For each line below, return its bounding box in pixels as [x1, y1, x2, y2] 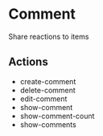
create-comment [19, 76, 76, 86]
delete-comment [19, 85, 76, 95]
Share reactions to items [8, 32, 89, 41]
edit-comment [19, 94, 68, 104]
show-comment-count [19, 111, 95, 121]
